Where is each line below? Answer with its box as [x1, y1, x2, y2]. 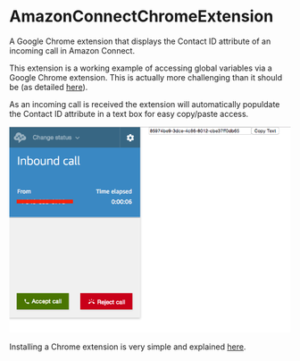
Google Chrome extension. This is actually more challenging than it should [9, 71, 283, 82]
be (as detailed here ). [9, 81, 88, 92]
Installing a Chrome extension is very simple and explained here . [9, 341, 246, 352]
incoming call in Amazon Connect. [9, 45, 136, 55]
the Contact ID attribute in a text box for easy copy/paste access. [9, 108, 249, 119]
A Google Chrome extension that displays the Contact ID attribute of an [9, 36, 271, 46]
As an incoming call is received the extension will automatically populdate [9, 98, 280, 109]
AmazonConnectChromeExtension [9, 6, 274, 27]
